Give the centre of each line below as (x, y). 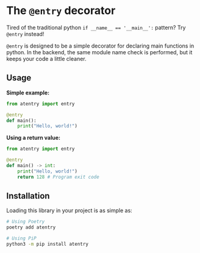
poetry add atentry (31, 227)
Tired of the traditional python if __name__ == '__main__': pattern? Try (96, 27)
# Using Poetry (26, 222)
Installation (28, 196)
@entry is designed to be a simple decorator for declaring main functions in (100, 46)
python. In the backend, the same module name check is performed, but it (99, 52)
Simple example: (28, 93)
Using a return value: (34, 138)
